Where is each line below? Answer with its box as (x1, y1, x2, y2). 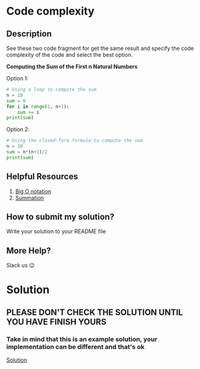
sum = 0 (6, 97, 26, 104)
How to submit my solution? (6, 211, 115, 222)
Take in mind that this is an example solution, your (6, 335, 157, 343)
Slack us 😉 (6, 262, 35, 269)
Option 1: (6, 75, 29, 82)
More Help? (6, 245, 51, 256)
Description (6, 29, 52, 39)
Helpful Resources (6, 172, 78, 182)
